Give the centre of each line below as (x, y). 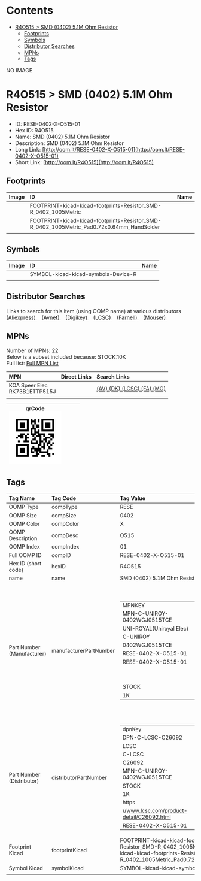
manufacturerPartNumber (83, 650)
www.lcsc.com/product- (157, 811)
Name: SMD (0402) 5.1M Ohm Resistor (63, 137)
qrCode (35, 408)
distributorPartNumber (80, 778)
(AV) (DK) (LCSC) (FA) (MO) (131, 388)
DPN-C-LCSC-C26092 (152, 738)
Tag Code (64, 498)
